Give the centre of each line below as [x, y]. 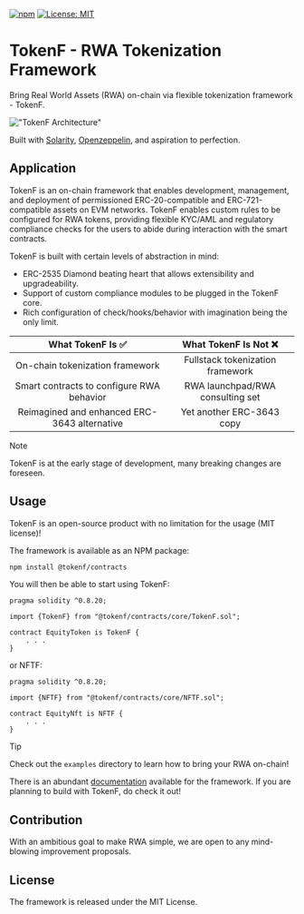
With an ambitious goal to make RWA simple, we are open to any [129, 842]
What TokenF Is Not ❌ [230, 344]
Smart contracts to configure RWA [88, 386]
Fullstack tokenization [230, 359]
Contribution [46, 820]
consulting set [230, 397]
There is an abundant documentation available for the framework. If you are [150, 781]
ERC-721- [245, 200]
